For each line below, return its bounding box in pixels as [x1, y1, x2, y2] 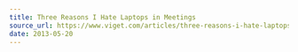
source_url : [9, 21, 53, 30]
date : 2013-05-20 [9, 29, 74, 38]
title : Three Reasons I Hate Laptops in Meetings [9, 12, 197, 22]
